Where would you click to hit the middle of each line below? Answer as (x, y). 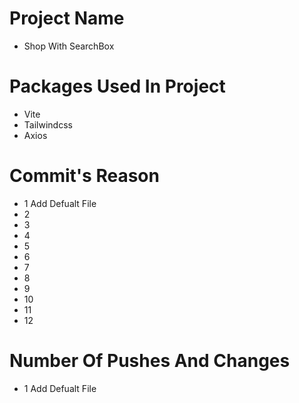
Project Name (67, 18)
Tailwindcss (48, 124)
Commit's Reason (84, 176)
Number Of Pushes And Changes (150, 361)
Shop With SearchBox (69, 46)
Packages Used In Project (117, 86)
